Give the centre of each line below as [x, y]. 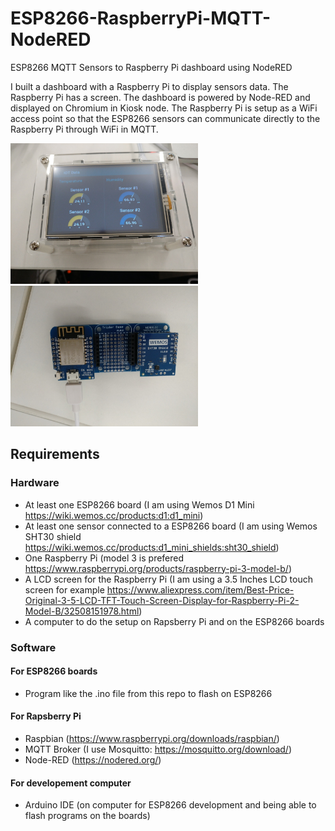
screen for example [64, 589]
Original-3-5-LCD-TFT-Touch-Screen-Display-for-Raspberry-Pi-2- [162, 600]
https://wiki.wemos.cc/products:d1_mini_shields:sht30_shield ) [152, 547]
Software [33, 647]
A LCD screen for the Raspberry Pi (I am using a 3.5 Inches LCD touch [168, 579]
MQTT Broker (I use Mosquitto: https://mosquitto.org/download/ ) [158, 749]
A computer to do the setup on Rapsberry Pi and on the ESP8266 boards [174, 621]
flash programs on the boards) [87, 816]
